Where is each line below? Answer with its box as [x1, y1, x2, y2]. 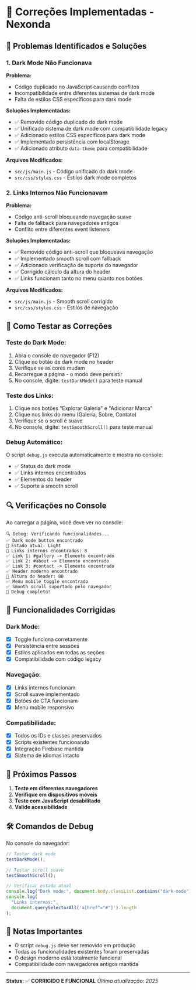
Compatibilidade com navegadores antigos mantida [14, 961, 139, 968]
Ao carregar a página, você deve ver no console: [6, 519, 124, 526]
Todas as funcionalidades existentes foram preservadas [14, 948, 149, 955]
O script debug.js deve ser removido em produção [14, 942, 136, 949]
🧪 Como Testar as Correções [6, 321, 113, 331]
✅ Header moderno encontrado [6, 568, 78, 575]
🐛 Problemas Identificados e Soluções [6, 41, 147, 51]
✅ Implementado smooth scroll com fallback [14, 255, 121, 262]
